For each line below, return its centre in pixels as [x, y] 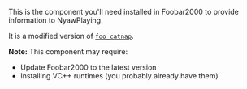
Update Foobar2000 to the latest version [88, 67]
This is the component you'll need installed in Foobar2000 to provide [124, 12]
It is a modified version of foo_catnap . [71, 36]
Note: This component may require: [68, 51]
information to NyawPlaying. [56, 20]
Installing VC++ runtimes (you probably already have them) [119, 76]
